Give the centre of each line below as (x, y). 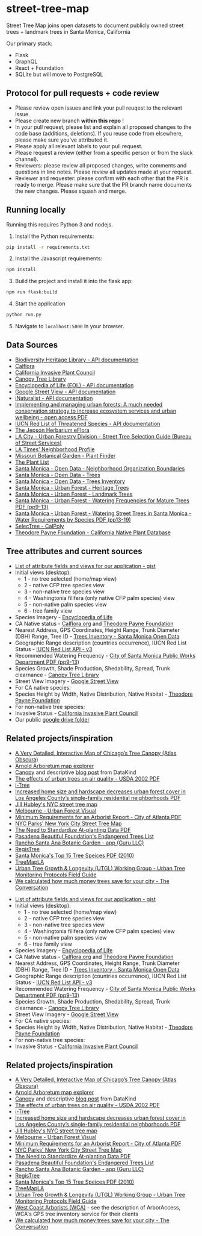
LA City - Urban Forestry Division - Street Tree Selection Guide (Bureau (103, 436)
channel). (27, 159)
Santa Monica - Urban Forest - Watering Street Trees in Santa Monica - (103, 513)
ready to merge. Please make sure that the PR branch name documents (103, 184)
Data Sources (32, 345)
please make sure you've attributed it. (62, 140)
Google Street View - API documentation (65, 392)
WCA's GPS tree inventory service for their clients (76, 1214)
